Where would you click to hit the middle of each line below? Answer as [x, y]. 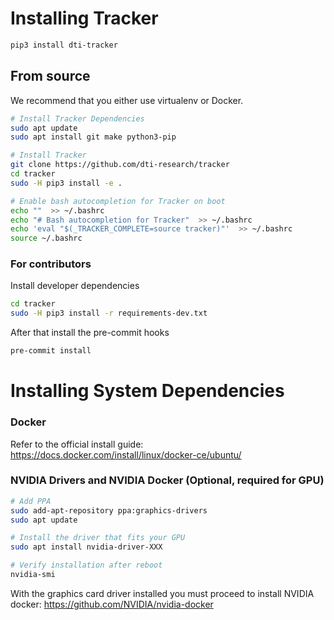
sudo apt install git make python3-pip [93, 137]
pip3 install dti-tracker [64, 45]
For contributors [51, 264]
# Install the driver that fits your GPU [98, 538]
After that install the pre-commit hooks [90, 333]
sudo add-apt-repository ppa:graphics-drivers [109, 510]
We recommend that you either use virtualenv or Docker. [127, 100]
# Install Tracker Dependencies [77, 118]
